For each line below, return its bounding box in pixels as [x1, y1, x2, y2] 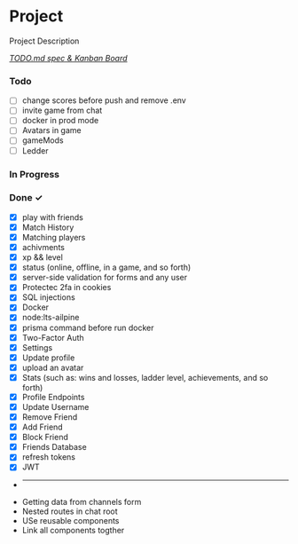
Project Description [9, 35, 80, 46]
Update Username [21, 401, 90, 412]
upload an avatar [21, 362, 84, 373]
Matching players [21, 232, 86, 242]
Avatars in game [21, 125, 82, 136]
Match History [21, 222, 74, 233]
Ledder [21, 145, 49, 156]
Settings [21, 342, 53, 352]
